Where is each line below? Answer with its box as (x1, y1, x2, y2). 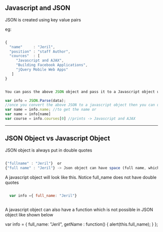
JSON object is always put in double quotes (5, 147, 92, 153)
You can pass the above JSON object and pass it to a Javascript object (5, 89, 155, 94)
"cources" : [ (9, 54, 40, 58)
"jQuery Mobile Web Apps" (16, 67, 68, 72)
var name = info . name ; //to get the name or (5, 107, 97, 112)
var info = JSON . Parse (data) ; (5, 98, 66, 103)
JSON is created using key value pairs (5, 17, 81, 22)
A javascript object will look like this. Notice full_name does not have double (5, 174, 157, 180)
